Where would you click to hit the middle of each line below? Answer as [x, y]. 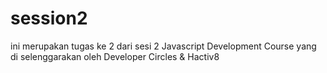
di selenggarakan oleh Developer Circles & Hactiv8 [115, 56]
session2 [49, 18]
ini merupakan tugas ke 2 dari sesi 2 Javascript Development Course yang [163, 46]
